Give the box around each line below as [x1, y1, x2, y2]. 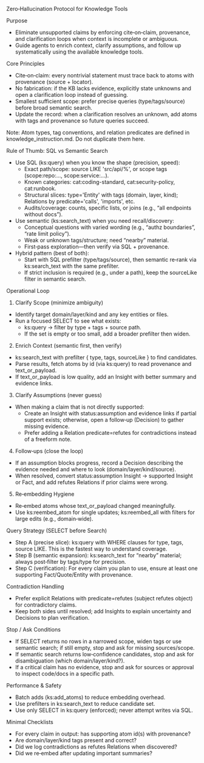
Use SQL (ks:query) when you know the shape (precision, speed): [15, 159, 180, 166]
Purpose [6, 17, 28, 24]
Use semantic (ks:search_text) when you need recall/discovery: [15, 217, 174, 224]
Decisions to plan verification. [15, 614, 90, 621]
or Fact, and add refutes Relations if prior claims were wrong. [15, 479, 169, 486]
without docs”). [24, 211, 63, 218]
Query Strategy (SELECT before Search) [6, 527, 107, 534]
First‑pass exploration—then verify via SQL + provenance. [24, 243, 170, 250]
